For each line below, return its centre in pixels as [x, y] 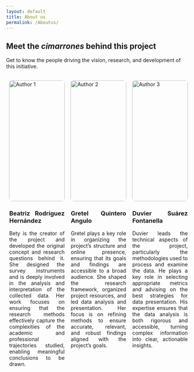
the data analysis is [160, 315]
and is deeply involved [37, 277]
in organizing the [98, 240]
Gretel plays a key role [98, 233]
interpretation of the [37, 289]
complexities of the [37, 327]
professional [24, 339]
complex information [160, 333]
